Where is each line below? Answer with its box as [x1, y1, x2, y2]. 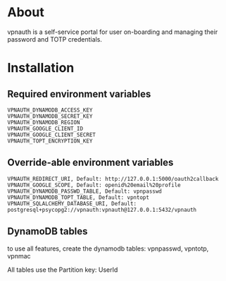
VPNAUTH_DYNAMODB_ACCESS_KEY [7, 107, 93, 114]
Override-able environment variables [7, 157, 174, 169]
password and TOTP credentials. [7, 35, 102, 43]
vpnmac [7, 251, 31, 260]
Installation [7, 60, 75, 76]
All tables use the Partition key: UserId [7, 265, 118, 274]
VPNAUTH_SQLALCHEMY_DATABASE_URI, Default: [7, 200, 137, 207]
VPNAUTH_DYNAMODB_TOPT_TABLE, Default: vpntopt [7, 193, 150, 201]
